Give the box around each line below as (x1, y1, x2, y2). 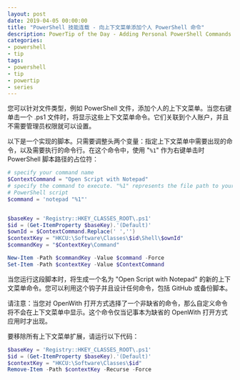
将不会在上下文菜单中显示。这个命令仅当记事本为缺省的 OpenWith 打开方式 (7, 308, 228, 316)
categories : (7, 37, 43, 44)
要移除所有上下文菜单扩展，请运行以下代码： (7, 331, 139, 340)
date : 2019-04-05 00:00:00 (7, 17, 88, 24)
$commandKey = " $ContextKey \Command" (7, 241, 120, 249)
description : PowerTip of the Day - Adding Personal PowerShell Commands (7, 30, 232, 38)
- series (7, 84, 34, 91)
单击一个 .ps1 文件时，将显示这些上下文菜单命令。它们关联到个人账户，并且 (7, 113, 229, 121)
